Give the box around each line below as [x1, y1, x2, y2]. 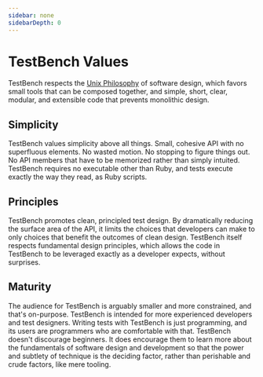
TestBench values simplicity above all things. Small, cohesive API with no [8, 139, 245, 148]
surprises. [8, 258, 41, 267]
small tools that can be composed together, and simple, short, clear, [8, 87, 228, 97]
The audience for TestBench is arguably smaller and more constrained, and [8, 301, 252, 310]
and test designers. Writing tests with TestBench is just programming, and [8, 317, 247, 327]
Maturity [8, 280, 52, 294]
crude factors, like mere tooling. [8, 359, 111, 369]
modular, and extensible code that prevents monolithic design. [8, 95, 210, 104]
